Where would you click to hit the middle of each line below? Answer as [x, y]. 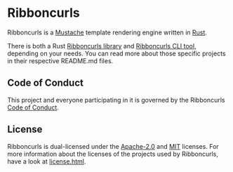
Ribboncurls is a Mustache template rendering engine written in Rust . [107, 32]
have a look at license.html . [47, 161]
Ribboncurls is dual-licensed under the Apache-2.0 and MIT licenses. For [113, 146]
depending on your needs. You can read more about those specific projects [116, 53]
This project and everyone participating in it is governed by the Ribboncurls [116, 100]
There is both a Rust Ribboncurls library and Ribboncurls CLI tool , [102, 46]
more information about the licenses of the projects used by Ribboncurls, [113, 154]
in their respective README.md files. [60, 60]
